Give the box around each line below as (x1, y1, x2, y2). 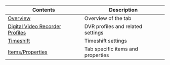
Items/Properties (8, 48, 48, 55)
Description (108, 6, 138, 13)
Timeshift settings (84, 37, 127, 44)
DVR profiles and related (84, 23, 143, 29)
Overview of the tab (84, 15, 132, 21)
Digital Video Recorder (8, 23, 62, 29)
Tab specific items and (84, 45, 138, 52)
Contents (32, 6, 55, 13)
